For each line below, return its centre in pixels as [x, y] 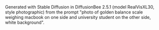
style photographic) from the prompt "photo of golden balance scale [74, 12]
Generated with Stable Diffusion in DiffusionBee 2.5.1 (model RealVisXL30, [80, 7]
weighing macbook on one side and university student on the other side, [78, 17]
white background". [25, 22]
